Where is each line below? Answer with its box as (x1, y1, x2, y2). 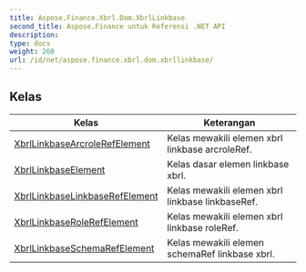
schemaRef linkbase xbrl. (167, 247, 275, 260)
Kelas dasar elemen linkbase (167, 157, 290, 170)
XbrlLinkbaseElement (14, 163, 106, 176)
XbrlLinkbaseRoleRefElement (14, 216, 138, 228)
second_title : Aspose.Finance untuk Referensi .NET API (9, 22, 226, 31)
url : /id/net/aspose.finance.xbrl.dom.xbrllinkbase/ (9, 55, 214, 65)
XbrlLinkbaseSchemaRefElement (14, 242, 155, 255)
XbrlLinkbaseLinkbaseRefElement (14, 189, 158, 202)
